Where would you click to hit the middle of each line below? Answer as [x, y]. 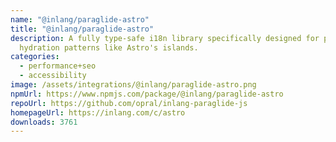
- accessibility [53, 76]
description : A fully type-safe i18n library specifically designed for [165, 38]
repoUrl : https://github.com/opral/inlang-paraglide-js [129, 103]
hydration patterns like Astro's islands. [109, 47]
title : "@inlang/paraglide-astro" [82, 29]
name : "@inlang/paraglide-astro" [80, 19]
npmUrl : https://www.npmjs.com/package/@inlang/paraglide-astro [147, 94]
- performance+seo [58, 66]
